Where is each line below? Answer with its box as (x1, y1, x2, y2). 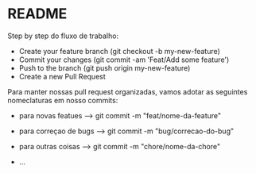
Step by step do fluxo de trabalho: (7, 31, 119, 40)
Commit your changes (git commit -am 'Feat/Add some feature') (18, 55, 230, 64)
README (7, 5, 68, 23)
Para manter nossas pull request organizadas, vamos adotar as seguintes (7, 86, 248, 96)
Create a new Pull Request (18, 71, 107, 81)
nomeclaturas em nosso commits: (7, 95, 118, 105)
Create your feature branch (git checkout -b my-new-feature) (18, 46, 220, 56)
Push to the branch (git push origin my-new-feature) (18, 63, 191, 72)
